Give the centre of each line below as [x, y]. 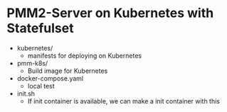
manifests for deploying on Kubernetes [85, 56]
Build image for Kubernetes [68, 71]
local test [41, 86]
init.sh [26, 93]
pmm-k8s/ [32, 63]
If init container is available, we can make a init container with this [123, 101]
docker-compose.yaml [50, 78]
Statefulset [40, 28]
